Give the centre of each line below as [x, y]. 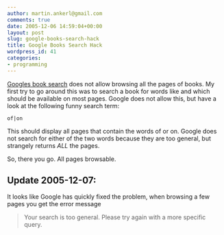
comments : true [29, 20]
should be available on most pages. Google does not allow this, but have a [112, 98]
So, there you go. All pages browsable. [62, 159]
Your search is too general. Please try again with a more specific [115, 217]
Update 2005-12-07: [52, 181]
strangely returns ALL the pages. [53, 145]
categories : [24, 58]
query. [33, 225]
